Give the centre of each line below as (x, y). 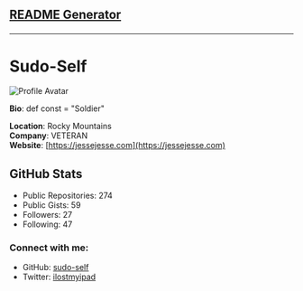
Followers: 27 (47, 215)
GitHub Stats (46, 174)
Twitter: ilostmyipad (59, 277)
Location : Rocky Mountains (61, 127)
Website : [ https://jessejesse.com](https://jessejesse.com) (117, 145)
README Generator (65, 15)
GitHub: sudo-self (55, 268)
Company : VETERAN (49, 136)
